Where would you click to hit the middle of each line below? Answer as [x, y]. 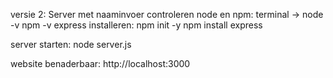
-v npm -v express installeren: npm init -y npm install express [136, 25]
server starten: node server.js [71, 44]
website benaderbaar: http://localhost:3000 [100, 63]
